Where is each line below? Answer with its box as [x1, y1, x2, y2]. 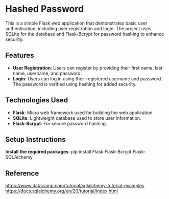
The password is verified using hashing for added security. [12, 81, 137, 87]
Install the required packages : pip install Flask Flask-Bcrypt [5, 149, 132, 155]
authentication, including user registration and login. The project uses [5, 25, 152, 31]
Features [5, 51, 34, 60]
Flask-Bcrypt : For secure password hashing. [12, 120, 107, 126]
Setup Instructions [5, 135, 66, 144]
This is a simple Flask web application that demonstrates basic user [5, 20, 148, 26]
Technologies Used [5, 96, 68, 105]
